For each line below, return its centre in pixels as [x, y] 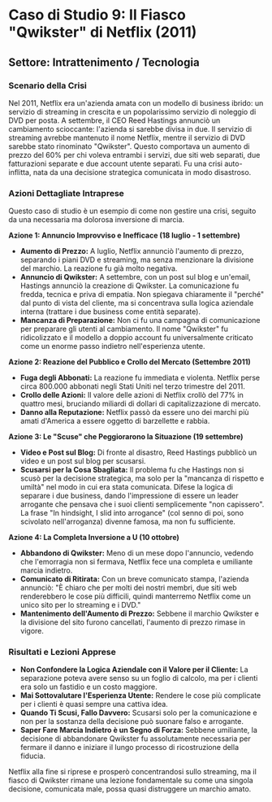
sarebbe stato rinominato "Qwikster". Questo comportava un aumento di [129, 146]
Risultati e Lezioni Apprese [62, 652]
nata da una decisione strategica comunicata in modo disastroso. [142, 172]
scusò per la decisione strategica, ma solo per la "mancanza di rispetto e [142, 478]
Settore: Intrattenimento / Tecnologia [104, 62]
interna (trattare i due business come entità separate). [110, 312]
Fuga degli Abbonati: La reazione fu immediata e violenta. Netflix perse [140, 378]
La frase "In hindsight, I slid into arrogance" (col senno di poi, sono [132, 513]
